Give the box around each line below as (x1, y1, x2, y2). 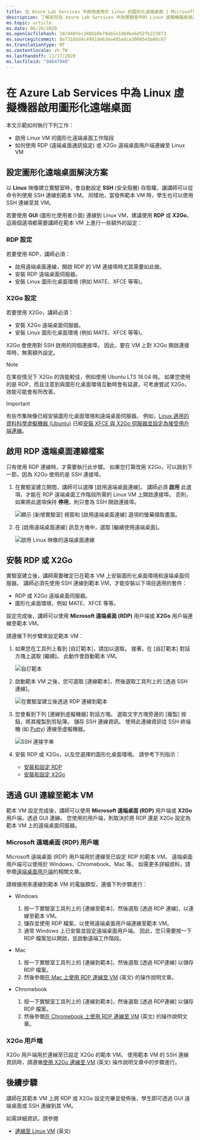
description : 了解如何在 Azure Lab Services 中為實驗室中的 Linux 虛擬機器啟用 (6, 14, 193, 20)
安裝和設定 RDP (23, 764, 62, 771)
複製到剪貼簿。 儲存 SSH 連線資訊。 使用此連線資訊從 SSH (35, 718, 180, 725)
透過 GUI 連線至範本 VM (6, 790, 94, 800)
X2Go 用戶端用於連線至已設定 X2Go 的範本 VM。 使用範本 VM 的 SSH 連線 (6, 1051, 189, 1058)
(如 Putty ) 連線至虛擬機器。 (21, 725, 89, 733)
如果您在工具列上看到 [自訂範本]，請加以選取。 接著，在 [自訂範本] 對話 (14, 645, 190, 652)
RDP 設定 (6, 236, 33, 244)
